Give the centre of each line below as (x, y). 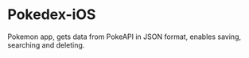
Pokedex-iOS (52, 15)
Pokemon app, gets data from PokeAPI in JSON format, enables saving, (124, 37)
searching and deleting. (46, 44)
